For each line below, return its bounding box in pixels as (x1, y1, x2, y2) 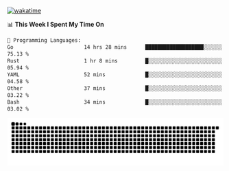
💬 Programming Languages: (7, 37, 81, 44)
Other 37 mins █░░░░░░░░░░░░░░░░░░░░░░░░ (7, 85, 223, 92)
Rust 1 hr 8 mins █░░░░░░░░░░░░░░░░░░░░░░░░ (7, 58, 223, 65)
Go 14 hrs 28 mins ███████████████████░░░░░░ (7, 44, 223, 51)
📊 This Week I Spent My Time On (7, 21, 104, 28)
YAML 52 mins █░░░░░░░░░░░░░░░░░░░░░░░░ (7, 71, 223, 78)
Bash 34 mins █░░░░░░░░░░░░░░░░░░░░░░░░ (7, 99, 223, 106)
